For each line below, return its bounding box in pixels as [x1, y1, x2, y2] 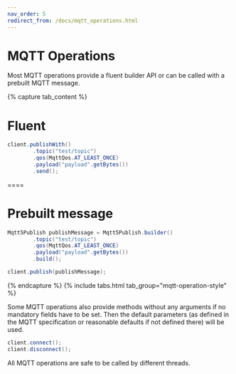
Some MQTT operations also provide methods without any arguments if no [7, 302, 226, 311]
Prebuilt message [7, 205, 114, 222]
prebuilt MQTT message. [7, 79, 80, 88]
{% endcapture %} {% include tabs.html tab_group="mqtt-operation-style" [7, 281, 227, 289]
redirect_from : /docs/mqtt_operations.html [7, 17, 139, 24]
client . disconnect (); [7, 346, 72, 353]
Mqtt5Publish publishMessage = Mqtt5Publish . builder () [7, 229, 173, 236]
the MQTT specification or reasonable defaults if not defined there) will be [7, 318, 225, 326]
